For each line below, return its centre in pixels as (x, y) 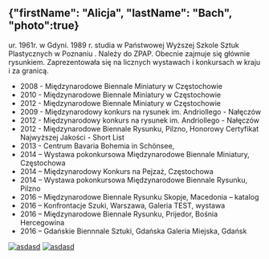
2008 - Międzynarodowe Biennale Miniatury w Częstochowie (121, 86)
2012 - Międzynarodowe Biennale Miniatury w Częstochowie (120, 103)
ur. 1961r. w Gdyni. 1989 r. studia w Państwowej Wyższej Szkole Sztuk (124, 45)
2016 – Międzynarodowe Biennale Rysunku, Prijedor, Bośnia (119, 214)
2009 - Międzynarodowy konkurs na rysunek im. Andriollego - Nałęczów (141, 111)
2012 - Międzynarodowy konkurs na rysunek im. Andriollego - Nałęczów (139, 120)
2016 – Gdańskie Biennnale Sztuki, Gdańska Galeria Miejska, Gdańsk (133, 231)
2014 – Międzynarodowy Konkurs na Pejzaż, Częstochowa (117, 171)
